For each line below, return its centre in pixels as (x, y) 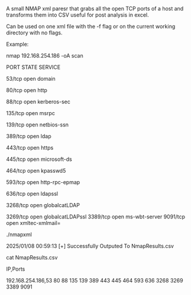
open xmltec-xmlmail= (33, 223)
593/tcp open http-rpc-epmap (43, 182)
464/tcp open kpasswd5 (36, 171)
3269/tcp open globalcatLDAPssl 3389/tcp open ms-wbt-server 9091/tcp (96, 217)
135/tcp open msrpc (30, 113)
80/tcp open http (27, 90)
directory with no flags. (34, 33)
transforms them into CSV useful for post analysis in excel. (77, 15)
